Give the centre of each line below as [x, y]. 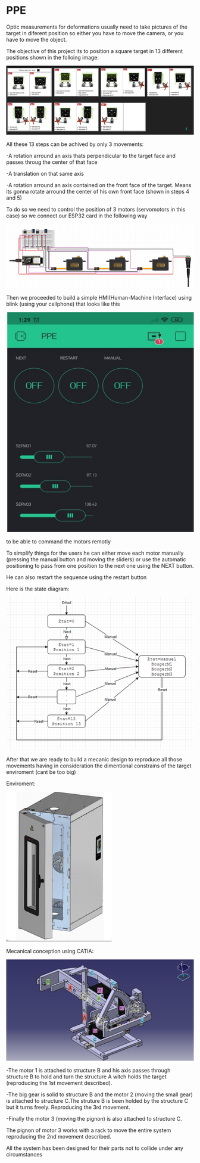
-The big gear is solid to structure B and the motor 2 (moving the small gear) [100, 1094]
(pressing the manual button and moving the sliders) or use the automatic [96, 559]
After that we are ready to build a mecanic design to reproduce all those [94, 760]
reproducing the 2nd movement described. [59, 1137]
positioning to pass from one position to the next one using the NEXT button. [100, 565]
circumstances [24, 1155]
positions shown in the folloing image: [53, 57]
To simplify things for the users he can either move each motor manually [95, 553]
